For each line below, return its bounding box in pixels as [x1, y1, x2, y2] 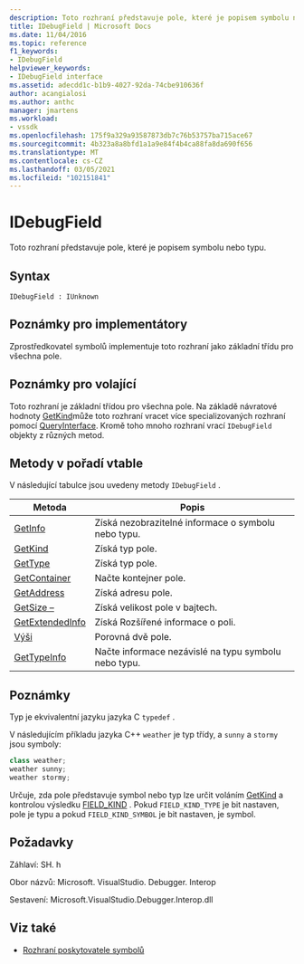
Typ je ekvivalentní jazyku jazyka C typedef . [9, 711, 176, 722]
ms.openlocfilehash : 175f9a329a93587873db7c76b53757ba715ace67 [9, 131, 253, 140]
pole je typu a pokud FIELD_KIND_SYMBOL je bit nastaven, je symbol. [9, 808, 256, 819]
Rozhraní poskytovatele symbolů [22, 944, 145, 955]
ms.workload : [9, 114, 59, 123]
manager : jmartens [9, 106, 79, 115]
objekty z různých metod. [9, 429, 105, 440]
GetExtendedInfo [14, 616, 86, 629]
